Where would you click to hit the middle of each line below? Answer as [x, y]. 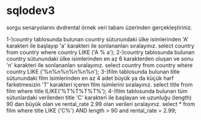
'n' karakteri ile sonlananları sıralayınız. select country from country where [100, 65]
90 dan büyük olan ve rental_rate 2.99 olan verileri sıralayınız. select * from [101, 104]
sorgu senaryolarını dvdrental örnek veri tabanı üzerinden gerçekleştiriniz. [99, 27]
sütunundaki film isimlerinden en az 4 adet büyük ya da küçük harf [90, 78]
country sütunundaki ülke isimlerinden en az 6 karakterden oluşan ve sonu [100, 58]
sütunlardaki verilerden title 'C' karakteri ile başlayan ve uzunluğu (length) [99, 97]
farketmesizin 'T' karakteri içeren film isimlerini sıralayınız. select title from [100, 84]
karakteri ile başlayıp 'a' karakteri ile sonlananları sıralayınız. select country [100, 46]
